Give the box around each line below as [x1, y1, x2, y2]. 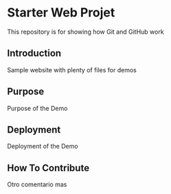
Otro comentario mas [7, 180, 67, 188]
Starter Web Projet [7, 5, 115, 21]
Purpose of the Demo [7, 104, 68, 112]
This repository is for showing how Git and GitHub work [7, 28, 164, 36]
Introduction [7, 47, 62, 59]
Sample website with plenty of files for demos [7, 65, 137, 74]
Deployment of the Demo [7, 142, 78, 151]
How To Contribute [7, 162, 90, 173]
